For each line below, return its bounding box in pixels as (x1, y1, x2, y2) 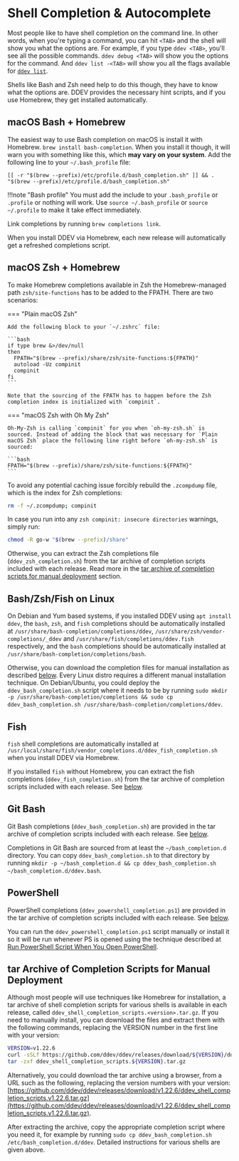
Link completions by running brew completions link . (7, 219, 161, 228)
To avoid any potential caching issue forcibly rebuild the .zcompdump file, (7, 480, 217, 490)
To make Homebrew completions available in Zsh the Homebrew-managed (7, 280, 226, 289)
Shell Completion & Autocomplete (7, 5, 211, 21)
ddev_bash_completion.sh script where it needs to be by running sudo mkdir (7, 686, 228, 695)
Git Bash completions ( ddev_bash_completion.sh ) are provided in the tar (7, 822, 216, 831)
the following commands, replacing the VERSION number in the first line (7, 1023, 218, 1032)
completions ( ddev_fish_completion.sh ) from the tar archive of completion (7, 774, 225, 783)
